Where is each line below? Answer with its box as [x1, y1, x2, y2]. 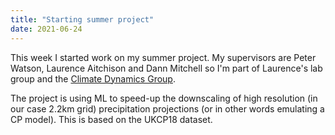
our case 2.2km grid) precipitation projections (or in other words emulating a [10, 102, 325, 115]
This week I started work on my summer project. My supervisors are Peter [10, 51, 317, 63]
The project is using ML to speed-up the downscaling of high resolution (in [10, 92, 318, 104]
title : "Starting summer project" [10, 14, 155, 25]
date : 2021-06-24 [10, 24, 83, 34]
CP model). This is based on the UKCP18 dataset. [10, 113, 213, 125]
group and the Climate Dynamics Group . [10, 72, 176, 85]
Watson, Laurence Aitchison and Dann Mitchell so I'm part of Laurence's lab [10, 62, 323, 74]
